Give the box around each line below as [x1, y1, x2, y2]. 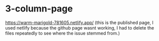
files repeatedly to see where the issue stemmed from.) [5, 30, 120, 36]
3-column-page [5, 3, 73, 14]
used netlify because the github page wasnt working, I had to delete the [5, 24, 154, 30]
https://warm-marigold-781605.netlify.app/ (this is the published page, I [5, 19, 153, 25]
